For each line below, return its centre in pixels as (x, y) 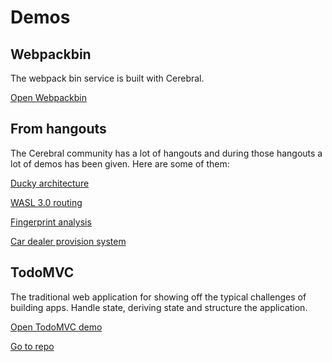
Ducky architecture (50, 183)
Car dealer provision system (68, 241)
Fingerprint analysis (51, 222)
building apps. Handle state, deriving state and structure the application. (159, 307)
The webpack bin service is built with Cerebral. (107, 78)
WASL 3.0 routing (46, 202)
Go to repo (32, 346)
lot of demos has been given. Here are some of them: (120, 163)
